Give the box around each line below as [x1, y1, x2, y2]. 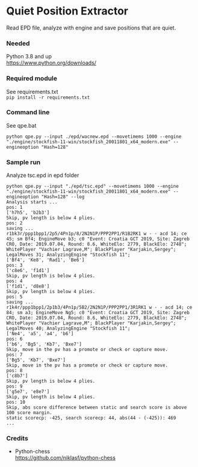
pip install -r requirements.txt [6, 94, 90, 101]
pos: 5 [6, 294, 23, 300]
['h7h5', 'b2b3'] [6, 209, 50, 216]
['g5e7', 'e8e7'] [6, 389, 50, 395]
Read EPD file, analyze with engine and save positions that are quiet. [6, 24, 176, 31]
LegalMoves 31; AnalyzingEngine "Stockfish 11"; [6, 252, 131, 258]
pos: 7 [6, 352, 23, 358]
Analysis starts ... [6, 199, 58, 205]
